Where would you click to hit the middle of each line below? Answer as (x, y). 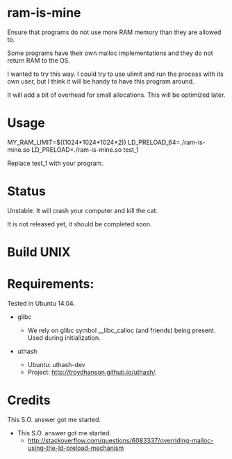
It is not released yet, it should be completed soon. (80, 224)
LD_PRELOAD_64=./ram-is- (167, 142)
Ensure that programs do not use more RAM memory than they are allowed (114, 32)
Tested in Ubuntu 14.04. (41, 303)
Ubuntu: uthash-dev (56, 364)
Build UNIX (39, 252)
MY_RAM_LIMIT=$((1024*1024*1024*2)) (67, 142)
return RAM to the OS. (39, 60)
